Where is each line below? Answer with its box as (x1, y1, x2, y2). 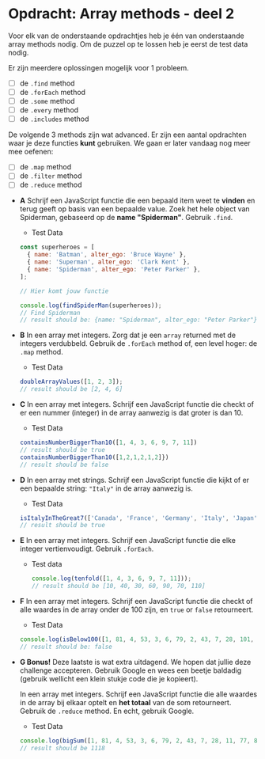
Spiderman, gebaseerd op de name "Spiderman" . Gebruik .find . (19, 213, 233, 222)
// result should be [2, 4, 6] (19, 385, 123, 393)
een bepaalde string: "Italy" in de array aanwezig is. (19, 484, 194, 493)
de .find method (19, 78, 75, 88)
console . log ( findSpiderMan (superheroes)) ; (19, 302, 162, 309)
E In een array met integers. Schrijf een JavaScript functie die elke (19, 536, 236, 545)
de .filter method (19, 171, 82, 180)
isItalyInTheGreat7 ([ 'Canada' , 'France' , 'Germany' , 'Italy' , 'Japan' (19, 514, 258, 522)
